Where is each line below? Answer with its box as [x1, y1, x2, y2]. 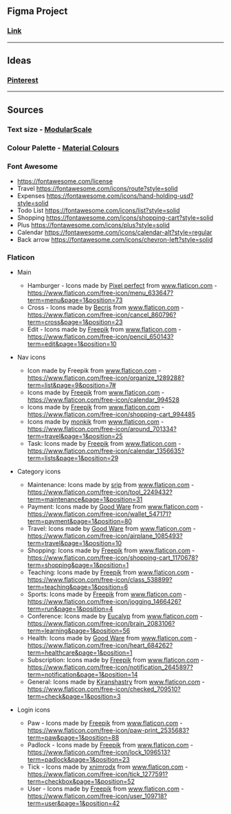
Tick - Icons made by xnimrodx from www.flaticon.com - [27, 762, 188, 771]
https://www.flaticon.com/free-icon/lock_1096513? [27, 748, 170, 756]
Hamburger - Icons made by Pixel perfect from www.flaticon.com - [27, 282, 218, 290]
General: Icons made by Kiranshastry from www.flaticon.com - [27, 678, 205, 686]
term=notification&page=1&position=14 [27, 670, 138, 679]
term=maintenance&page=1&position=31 [27, 495, 143, 504]
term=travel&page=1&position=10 [27, 539, 122, 547]
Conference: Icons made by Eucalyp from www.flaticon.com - [27, 612, 203, 620]
